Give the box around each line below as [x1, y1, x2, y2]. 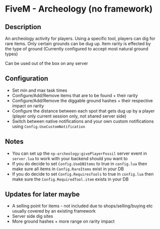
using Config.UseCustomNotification [12, 123, 86, 129]
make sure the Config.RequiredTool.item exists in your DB [12, 176, 129, 182]
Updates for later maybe [5, 190, 80, 198]
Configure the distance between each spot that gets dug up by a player [12, 108, 155, 114]
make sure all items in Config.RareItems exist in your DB [12, 166, 124, 172]
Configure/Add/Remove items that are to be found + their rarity [12, 92, 138, 98]
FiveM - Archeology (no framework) [5, 3, 153, 15]
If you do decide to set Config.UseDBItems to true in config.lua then [12, 161, 147, 166]
